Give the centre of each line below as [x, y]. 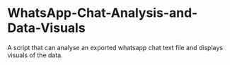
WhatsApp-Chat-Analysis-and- [103, 13]
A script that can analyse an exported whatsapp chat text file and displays [115, 47]
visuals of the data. [35, 55]
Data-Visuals [47, 28]
